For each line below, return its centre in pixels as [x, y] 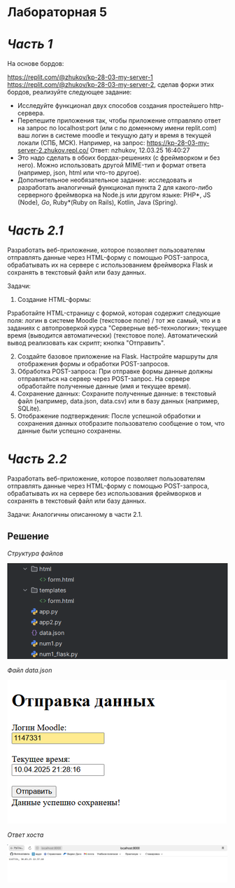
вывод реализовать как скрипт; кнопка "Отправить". [86, 343]
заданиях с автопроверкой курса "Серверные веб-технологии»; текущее [117, 328]
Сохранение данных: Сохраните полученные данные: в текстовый [117, 394]
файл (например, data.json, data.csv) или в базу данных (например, [118, 401]
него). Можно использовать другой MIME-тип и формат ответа [112, 165]
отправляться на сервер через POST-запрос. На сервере [104, 379]
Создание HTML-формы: [54, 300]
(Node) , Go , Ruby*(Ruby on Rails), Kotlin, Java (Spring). [98, 202]
